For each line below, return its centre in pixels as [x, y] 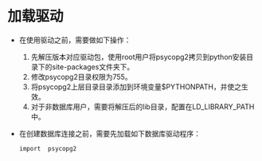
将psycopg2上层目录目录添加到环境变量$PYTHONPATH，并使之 [136, 86]
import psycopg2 [48, 148]
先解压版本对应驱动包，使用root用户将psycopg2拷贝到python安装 [139, 57]
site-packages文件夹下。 [93, 67]
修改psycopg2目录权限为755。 [81, 77]
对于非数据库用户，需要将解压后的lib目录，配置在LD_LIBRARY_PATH [143, 106]
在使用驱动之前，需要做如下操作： [75, 40]
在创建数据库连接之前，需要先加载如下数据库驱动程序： [109, 133]
